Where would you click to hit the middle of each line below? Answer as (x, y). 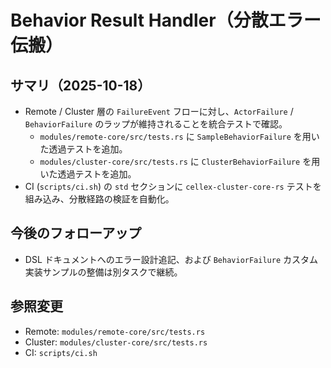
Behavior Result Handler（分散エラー (166, 20)
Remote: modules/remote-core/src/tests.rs (115, 331)
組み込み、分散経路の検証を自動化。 (99, 199)
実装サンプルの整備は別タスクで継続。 (103, 272)
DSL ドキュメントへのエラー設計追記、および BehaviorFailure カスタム (171, 259)
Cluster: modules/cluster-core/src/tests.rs (116, 342)
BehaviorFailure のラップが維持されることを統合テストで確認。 (156, 124)
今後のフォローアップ (76, 233)
